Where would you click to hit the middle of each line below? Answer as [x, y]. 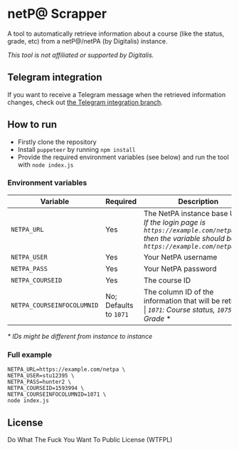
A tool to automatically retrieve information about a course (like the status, [116, 34]
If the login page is [175, 222]
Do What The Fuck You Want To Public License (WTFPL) [90, 439]
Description [198, 201]
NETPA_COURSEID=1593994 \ [46, 388]
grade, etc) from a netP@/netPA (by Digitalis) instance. [88, 41]
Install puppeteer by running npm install [76, 149]
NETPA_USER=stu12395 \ [41, 376]
